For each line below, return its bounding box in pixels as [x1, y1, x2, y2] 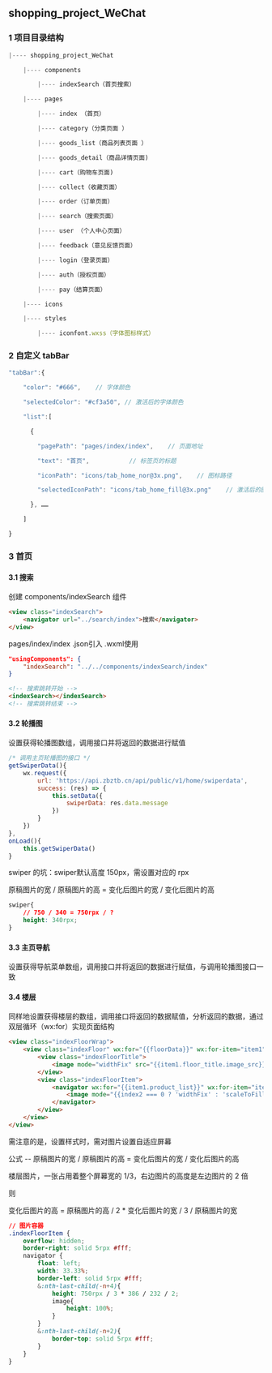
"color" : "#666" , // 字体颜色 [23, 384, 131, 392]
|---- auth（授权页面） [37, 271, 111, 279]
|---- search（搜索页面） [37, 212, 117, 221]
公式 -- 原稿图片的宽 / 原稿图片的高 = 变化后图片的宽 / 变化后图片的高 [8, 1153, 240, 1163]
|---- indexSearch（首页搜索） [37, 80, 136, 88]
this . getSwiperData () [23, 844, 96, 852]
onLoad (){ [8, 837, 42, 845]
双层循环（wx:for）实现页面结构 [8, 1022, 115, 1032]
